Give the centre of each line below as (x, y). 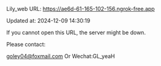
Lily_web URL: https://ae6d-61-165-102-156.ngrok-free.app (80, 9)
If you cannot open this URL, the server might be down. (76, 32)
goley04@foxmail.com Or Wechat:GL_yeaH (61, 56)
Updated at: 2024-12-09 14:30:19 (48, 20)
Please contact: (26, 44)
